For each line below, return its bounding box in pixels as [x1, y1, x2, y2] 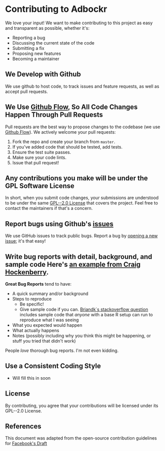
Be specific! [19, 301, 44, 307]
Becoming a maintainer [12, 55, 60, 61]
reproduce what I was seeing [19, 317, 79, 323]
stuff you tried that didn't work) [12, 338, 76, 344]
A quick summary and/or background [12, 291, 89, 297]
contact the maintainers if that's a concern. [5, 205, 93, 211]
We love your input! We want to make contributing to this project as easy [5, 20, 153, 26]
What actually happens [12, 328, 59, 333]
